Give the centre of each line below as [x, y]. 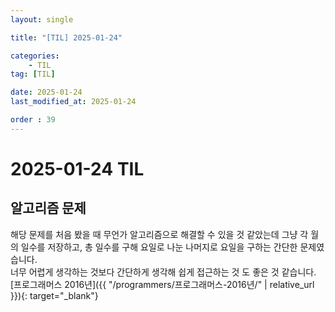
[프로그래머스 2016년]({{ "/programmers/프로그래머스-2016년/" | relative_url [162, 284]
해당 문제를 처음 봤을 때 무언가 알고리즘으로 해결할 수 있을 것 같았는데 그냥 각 [159, 234]
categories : [35, 56]
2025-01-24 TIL [77, 168]
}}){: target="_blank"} [54, 295]
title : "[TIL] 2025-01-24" [66, 37]
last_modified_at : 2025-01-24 [73, 102]
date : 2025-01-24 [46, 92]
